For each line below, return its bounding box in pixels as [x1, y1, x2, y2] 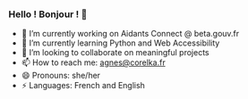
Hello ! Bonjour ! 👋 [8, 8, 88, 21]
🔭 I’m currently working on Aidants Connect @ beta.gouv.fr [21, 29, 240, 39]
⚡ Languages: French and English [21, 80, 145, 91]
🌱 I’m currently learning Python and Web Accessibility [21, 37, 220, 48]
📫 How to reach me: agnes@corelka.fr [21, 57, 167, 68]
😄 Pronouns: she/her [21, 70, 100, 81]
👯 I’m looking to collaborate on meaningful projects [21, 47, 210, 58]
